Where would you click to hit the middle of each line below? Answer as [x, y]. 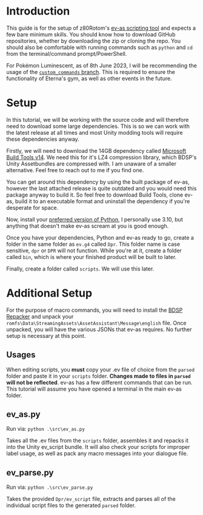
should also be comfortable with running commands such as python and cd [99, 47]
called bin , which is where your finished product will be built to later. [92, 257]
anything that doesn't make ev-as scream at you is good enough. [88, 226]
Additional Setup [49, 293]
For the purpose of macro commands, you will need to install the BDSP [95, 310]
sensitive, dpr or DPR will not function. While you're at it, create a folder [94, 251]
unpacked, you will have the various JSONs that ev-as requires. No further [99, 329]
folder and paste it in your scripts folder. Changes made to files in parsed [98, 376]
